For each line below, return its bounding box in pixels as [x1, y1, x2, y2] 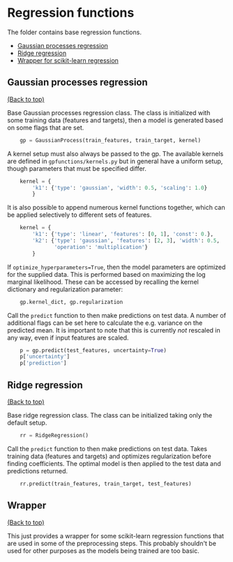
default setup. [7, 418, 47, 427]
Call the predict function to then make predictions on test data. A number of [7, 311, 227, 319]
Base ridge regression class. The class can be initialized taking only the [7, 411, 213, 419]
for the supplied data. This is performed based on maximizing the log [7, 270, 206, 278]
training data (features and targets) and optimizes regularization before [7, 452, 211, 460]
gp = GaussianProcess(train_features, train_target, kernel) [20, 137, 201, 144]
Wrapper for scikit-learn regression [17, 56, 119, 64]
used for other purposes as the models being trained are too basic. [7, 546, 200, 555]
